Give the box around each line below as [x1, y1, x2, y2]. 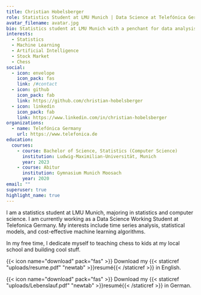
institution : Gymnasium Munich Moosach [22, 170, 121, 177]
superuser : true [6, 187, 47, 193]
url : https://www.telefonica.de [17, 131, 98, 138]
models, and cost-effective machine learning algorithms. [6, 228, 145, 235]
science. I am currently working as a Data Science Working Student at [6, 215, 179, 222]
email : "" [6, 181, 31, 187]
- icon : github [11, 87, 50, 93]
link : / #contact [17, 81, 58, 87]
